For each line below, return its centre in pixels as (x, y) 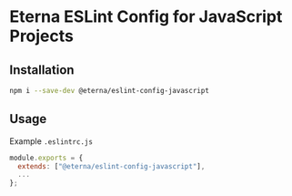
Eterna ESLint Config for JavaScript (146, 17)
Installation (42, 70)
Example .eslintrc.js (51, 141)
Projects (42, 36)
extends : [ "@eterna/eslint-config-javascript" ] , (111, 166)
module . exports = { (46, 158)
